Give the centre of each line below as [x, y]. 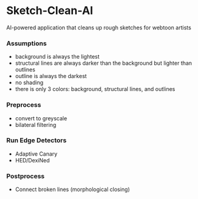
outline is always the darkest [51, 76]
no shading [29, 82]
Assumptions [27, 43]
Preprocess [24, 105]
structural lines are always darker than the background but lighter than [104, 63]
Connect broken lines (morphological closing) [72, 189]
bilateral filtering [36, 125]
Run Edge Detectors [37, 140]
